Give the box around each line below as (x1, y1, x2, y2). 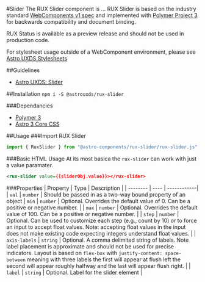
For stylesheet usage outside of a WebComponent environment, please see (6, 48, 196, 56)
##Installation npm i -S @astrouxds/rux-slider (6, 90, 124, 97)
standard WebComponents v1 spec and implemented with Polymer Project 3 (6, 12, 198, 19)
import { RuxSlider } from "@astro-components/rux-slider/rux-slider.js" (6, 144, 198, 150)
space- (164, 250, 182, 256)
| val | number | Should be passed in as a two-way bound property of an (6, 190, 186, 198)
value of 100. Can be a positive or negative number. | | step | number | (6, 210, 179, 217)
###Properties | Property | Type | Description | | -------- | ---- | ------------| (6, 184, 199, 192)
